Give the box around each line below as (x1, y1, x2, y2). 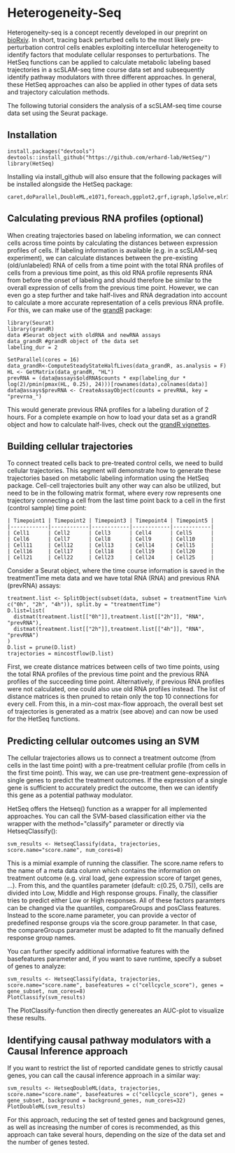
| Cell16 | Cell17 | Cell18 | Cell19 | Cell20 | (7, 548, 215, 555)
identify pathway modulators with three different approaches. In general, (7, 72, 217, 81)
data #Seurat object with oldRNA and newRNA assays (7, 331, 161, 338)
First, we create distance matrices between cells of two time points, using (7, 662, 220, 671)
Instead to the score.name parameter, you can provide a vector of (7, 911, 197, 920)
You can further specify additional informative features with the (7, 947, 190, 956)
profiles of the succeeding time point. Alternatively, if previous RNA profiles (7, 677, 225, 686)
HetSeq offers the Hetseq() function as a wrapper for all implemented (7, 805, 208, 813)
